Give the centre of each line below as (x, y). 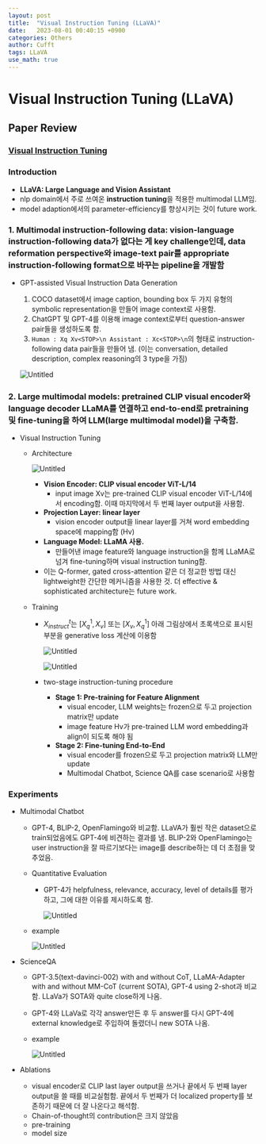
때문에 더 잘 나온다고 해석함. (96, 1106)
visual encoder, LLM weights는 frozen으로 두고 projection (159, 706)
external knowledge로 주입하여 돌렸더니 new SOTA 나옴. (121, 1023)
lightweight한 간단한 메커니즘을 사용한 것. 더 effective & (130, 582)
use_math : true (33, 60)
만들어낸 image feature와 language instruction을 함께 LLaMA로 (155, 551)
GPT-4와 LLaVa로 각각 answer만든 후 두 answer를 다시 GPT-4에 (133, 1013)
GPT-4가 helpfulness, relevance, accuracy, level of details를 (141, 890)
